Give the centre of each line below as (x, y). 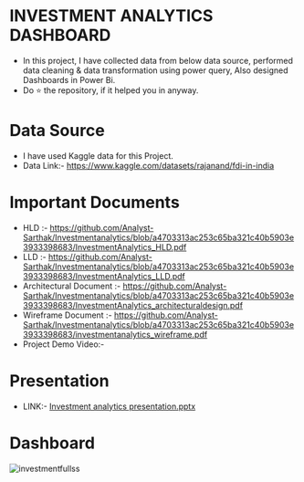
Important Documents (94, 203)
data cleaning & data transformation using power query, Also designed (155, 70)
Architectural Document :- (72, 286)
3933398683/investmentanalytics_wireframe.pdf (115, 334)
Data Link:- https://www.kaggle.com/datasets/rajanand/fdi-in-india (148, 165)
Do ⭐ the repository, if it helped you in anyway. (110, 90)
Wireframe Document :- (67, 315)
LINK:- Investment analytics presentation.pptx (109, 406)
